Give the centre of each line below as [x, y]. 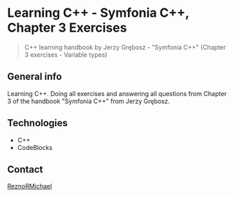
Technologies [38, 123]
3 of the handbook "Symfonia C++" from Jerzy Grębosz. [89, 101]
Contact [25, 169]
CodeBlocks [35, 147]
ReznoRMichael [30, 186]
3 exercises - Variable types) [66, 55]
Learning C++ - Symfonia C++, [98, 13]
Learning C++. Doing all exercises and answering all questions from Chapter [117, 93]
